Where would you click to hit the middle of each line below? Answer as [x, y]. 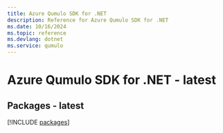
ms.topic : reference [37, 33]
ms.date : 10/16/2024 [37, 26]
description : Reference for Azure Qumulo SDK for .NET [88, 20]
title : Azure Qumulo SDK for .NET [57, 14]
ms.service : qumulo [35, 46]
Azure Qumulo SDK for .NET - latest [112, 80]
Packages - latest [46, 106]
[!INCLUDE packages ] [38, 122]
